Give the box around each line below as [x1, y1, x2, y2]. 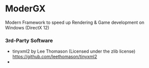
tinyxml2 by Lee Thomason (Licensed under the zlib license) [12, 48, 136, 55]
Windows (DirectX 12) [5, 24, 50, 30]
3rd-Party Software [5, 37, 53, 44]
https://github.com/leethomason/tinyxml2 [12, 54, 98, 60]
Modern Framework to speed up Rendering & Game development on [5, 19, 145, 25]
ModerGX [5, 3, 46, 14]
